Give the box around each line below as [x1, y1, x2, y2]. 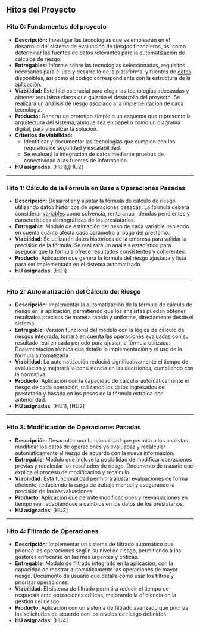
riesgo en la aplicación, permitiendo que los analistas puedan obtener [14, 308, 186, 315]
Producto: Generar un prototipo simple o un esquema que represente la [14, 112, 192, 119]
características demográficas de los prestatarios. [14, 216, 136, 223]
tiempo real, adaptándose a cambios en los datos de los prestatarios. [14, 500, 185, 507]
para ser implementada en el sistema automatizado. [14, 260, 142, 268]
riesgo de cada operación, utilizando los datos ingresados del [14, 383, 167, 391]
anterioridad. [14, 397, 46, 404]
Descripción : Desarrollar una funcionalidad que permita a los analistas [14, 437, 189, 444]
